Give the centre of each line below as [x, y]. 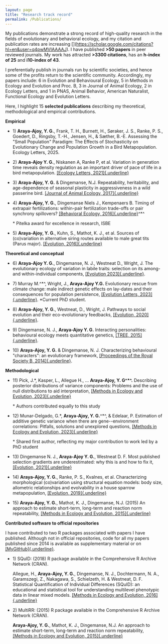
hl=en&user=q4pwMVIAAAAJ [36, 49]
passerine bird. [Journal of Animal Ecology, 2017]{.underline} [75, 193]
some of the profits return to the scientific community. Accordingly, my [78, 75]
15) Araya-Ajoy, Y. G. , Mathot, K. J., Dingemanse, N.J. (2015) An [79, 503]
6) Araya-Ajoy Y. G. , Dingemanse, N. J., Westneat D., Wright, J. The [82, 263]
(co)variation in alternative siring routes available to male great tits [81, 239]
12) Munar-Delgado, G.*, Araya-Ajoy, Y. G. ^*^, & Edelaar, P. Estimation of [87, 416]
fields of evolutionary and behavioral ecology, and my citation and [73, 39]
